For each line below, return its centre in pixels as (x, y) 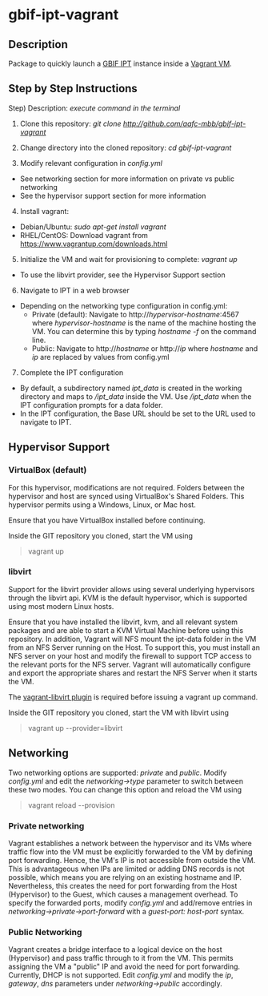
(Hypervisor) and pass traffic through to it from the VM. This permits (121, 958)
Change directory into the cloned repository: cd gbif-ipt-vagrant (126, 147)
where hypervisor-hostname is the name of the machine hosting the (144, 323)
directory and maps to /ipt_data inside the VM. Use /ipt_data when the (136, 396)
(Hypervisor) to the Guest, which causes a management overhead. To (123, 894)
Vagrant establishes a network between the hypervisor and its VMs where (130, 843)
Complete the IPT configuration (72, 372)
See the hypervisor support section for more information (113, 196)
